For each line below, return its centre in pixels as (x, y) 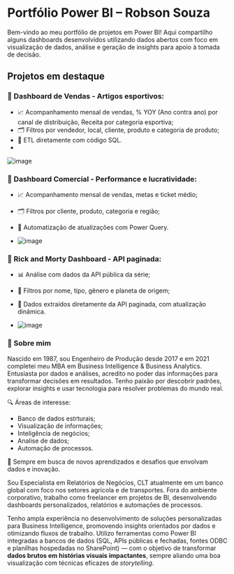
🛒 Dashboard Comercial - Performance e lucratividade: (102, 179)
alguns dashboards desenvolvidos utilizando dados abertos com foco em (113, 39)
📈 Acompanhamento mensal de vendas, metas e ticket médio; (107, 194)
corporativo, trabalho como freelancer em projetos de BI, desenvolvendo (112, 497)
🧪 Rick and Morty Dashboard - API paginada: (85, 258)
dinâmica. (31, 311)
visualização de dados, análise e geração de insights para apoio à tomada (114, 47)
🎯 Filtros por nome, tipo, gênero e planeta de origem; (94, 290)
